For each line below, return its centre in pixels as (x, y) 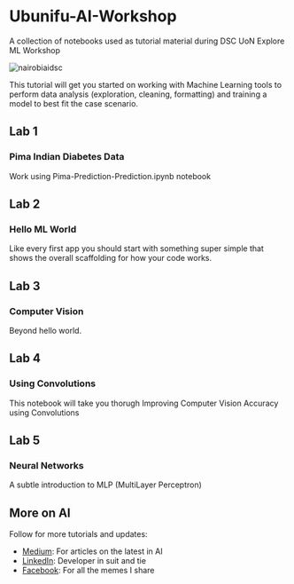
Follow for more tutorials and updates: (78, 534)
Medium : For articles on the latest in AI (92, 551)
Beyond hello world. (46, 331)
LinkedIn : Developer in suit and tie (84, 561)
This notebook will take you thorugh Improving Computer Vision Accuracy (144, 403)
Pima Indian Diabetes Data (67, 157)
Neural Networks (46, 466)
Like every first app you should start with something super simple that (136, 249)
